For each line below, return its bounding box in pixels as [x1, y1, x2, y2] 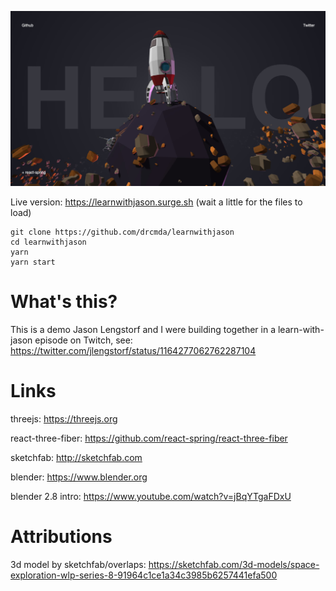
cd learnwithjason [10, 237, 87, 248]
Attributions [10, 526, 113, 548]
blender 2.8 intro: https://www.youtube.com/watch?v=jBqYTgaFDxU [10, 490, 292, 502]
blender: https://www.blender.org [10, 471, 148, 483]
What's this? [10, 291, 118, 313]
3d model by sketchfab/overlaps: [10, 558, 147, 570]
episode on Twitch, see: [34, 334, 133, 346]
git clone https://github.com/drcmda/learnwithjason [10, 227, 235, 238]
